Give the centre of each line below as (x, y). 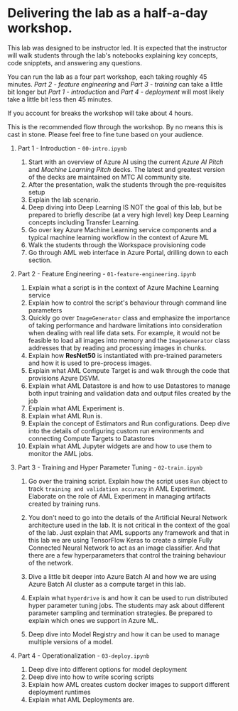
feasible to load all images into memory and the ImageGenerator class (129, 340)
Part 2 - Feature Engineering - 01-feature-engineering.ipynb (107, 273)
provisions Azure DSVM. (64, 378)
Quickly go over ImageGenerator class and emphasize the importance (129, 317)
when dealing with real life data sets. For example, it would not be (124, 332)
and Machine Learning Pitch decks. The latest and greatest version (126, 169)
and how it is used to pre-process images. (90, 363)
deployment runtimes (59, 692)
